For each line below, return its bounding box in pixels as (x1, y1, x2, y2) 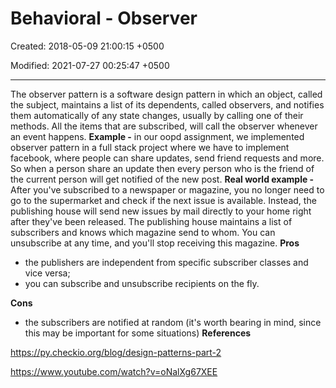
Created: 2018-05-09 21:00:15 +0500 (10, 40, 165, 52)
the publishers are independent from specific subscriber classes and (24, 256, 309, 268)
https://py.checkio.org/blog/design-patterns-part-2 (10, 346, 222, 358)
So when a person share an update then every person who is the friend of (10, 162, 315, 174)
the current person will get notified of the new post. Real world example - (10, 173, 315, 185)
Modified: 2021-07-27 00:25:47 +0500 (10, 59, 170, 71)
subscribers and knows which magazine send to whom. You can (10, 226, 276, 238)
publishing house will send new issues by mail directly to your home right (10, 205, 312, 217)
